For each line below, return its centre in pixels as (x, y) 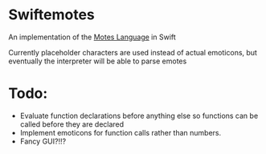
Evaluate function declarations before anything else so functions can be (139, 115)
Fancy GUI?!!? (43, 141)
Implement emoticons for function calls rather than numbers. (121, 132)
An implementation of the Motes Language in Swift (92, 37)
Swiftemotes (51, 15)
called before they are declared (72, 124)
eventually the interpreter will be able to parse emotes (98, 61)
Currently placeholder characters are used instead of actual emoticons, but (133, 52)
